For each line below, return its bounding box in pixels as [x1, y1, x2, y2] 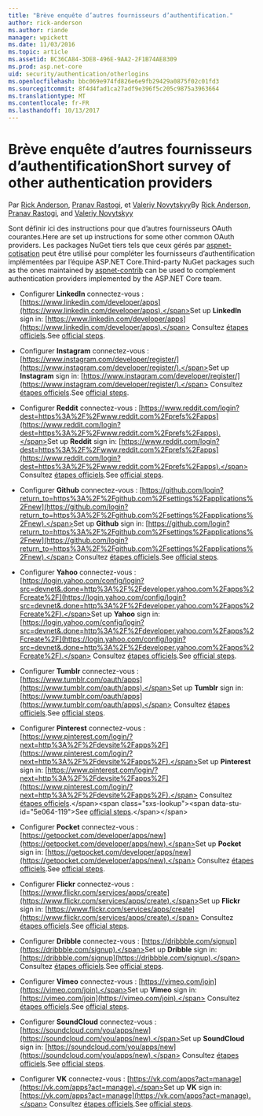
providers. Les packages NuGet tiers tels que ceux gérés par [8, 240, 206, 249]
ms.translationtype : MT [8, 92, 86, 100]
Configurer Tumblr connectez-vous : [19, 666, 139, 675]
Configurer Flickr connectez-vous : [19, 879, 134, 889]
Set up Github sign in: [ [73, 519, 149, 528]
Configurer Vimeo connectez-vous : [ [19, 977, 141, 986]
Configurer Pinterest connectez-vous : [19, 723, 146, 733]
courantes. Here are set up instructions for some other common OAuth [8, 231, 235, 241]
